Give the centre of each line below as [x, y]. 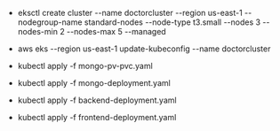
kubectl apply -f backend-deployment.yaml [97, 100]
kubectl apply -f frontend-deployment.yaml [97, 117]
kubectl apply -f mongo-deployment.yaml [94, 83]
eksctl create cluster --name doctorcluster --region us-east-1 [130, 13]
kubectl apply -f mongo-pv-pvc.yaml [85, 66]
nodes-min [37, 31]
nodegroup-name [50, 22]
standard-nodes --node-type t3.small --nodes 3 [172, 22]
